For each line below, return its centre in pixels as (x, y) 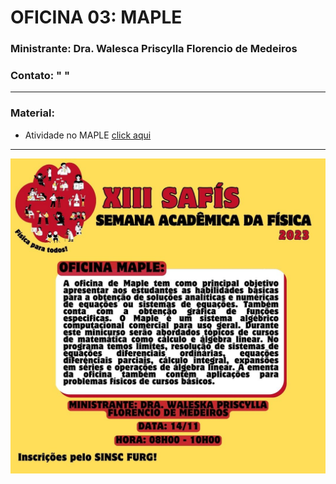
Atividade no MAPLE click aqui (88, 135)
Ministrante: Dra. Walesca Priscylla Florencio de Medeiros (154, 49)
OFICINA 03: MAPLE (96, 17)
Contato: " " (40, 76)
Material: (32, 113)
